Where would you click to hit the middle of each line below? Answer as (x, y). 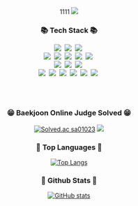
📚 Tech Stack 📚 (69, 30)
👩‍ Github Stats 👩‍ (69, 180)
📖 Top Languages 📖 (69, 147)
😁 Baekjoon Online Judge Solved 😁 (69, 113)
